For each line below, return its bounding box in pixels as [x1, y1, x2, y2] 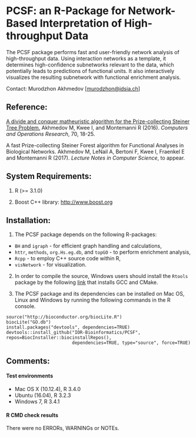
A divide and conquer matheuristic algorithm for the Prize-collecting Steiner [6, 118, 190, 125]
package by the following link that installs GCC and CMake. [14, 279, 158, 286]
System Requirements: [6, 171, 92, 181]
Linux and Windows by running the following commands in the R [14, 296, 171, 304]
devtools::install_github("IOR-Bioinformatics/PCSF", [6, 330, 141, 336]
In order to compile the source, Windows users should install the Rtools [14, 273, 188, 280]
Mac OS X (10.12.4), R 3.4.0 [14, 385, 81, 392]
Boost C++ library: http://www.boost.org [14, 198, 113, 206]
